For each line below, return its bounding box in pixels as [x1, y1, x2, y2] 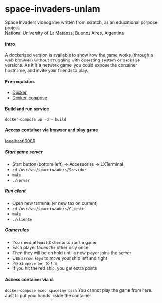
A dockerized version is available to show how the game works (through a [5, 52, 153, 58]
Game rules [5, 227, 29, 233]
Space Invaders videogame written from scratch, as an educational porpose [5, 20, 158, 25]
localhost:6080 [5, 138, 36, 143]
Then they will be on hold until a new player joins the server [12, 250, 132, 256]
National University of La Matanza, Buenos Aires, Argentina [5, 30, 124, 36]
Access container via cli [5, 277, 55, 283]
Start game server [5, 149, 43, 155]
